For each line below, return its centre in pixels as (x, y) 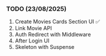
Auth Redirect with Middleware (53, 35)
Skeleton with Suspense (45, 47)
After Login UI (32, 41)
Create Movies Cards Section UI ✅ (57, 22)
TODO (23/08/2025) (37, 9)
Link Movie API (33, 28)
